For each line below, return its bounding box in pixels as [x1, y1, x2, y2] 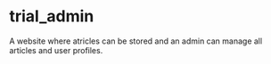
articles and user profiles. [9, 44, 103, 55]
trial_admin [9, 6, 94, 27]
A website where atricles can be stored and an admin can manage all [9, 36, 263, 46]
